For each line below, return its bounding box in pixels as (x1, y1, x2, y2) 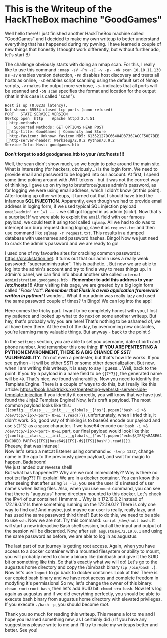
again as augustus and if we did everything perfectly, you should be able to (5, 591, 160, 597)
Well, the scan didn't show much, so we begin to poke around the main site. (5, 161, 161, 167)
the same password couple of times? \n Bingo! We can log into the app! (5, 298, 152, 304)
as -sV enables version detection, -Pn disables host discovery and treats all (5, 72, 159, 78)
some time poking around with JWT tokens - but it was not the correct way (5, 176, 160, 183)
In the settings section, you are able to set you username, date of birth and (5, 338, 160, 344)
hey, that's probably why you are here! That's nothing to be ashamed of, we (5, 318, 161, 324)
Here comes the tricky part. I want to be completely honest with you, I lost (5, 307, 157, 313)
